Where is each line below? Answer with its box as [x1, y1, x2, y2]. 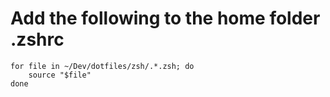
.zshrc [10, 28, 65, 51]
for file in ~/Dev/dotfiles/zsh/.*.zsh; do [10, 61, 195, 71]
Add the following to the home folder [10, 7, 321, 30]
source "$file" [28, 70, 92, 80]
